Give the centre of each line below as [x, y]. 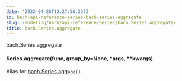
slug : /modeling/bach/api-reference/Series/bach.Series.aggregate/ [91, 22]
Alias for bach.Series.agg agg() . [44, 72]
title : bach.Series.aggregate [44, 28]
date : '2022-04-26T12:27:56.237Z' [49, 12]
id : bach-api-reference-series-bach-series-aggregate [74, 17]
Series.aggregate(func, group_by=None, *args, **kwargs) [79, 58]
